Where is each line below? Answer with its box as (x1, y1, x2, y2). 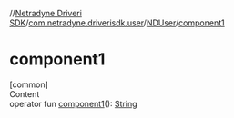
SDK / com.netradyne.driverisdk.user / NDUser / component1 (9, 17, 225, 28)
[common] (9, 79, 48, 90)
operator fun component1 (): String (9, 98, 137, 109)
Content (9, 88, 40, 99)
